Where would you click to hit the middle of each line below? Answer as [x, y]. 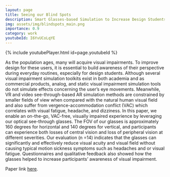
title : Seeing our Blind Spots [38, 15]
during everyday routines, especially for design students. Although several [83, 73]
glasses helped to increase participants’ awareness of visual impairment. [81, 159]
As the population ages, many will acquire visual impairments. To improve [82, 62]
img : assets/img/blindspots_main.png [45, 24]
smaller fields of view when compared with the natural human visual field [81, 100]
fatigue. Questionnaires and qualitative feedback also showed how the [78, 153]
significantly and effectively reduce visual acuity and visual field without [80, 143]
